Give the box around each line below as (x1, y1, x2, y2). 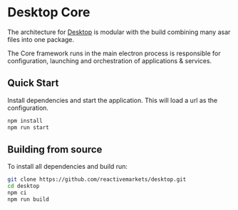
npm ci (7, 189, 27, 197)
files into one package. (7, 35, 75, 43)
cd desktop (7, 182, 40, 190)
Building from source (7, 143, 103, 155)
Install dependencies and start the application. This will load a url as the (7, 96, 218, 104)
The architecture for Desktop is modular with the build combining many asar (7, 28, 231, 36)
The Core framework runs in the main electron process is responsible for (7, 49, 221, 57)
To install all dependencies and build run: (7, 162, 128, 171)
